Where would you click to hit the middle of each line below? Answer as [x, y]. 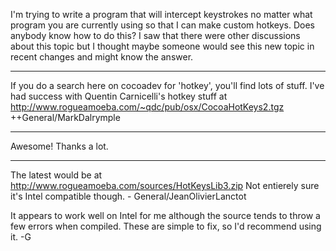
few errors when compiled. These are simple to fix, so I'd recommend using [166, 226]
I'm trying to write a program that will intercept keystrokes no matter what [161, 14]
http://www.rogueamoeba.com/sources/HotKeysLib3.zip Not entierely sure [165, 185]
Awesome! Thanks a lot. [59, 146]
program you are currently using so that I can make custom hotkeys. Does [163, 25]
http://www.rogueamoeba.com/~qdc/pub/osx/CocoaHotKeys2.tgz [147, 107]
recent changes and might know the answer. [102, 57]
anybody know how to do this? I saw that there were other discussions [155, 35]
